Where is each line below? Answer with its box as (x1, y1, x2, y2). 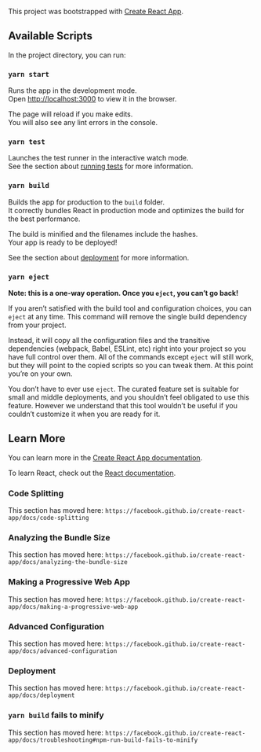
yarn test (8, 138, 45, 146)
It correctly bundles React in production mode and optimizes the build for (8, 205, 245, 215)
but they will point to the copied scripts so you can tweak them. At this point (8, 361, 253, 370)
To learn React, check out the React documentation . (8, 468, 176, 477)
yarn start (8, 70, 49, 79)
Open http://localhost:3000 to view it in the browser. (8, 94, 177, 104)
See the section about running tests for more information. (8, 161, 194, 171)
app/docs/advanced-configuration (8, 647, 118, 655)
